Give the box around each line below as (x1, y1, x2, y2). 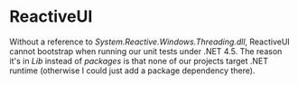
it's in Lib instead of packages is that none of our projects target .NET (9, 55, 269, 66)
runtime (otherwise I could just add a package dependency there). (9, 65, 256, 76)
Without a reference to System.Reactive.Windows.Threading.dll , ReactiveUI (9, 36, 291, 47)
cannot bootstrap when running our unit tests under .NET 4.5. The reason (9, 45, 283, 56)
